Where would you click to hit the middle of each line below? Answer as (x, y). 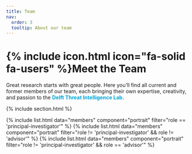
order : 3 (22, 22)
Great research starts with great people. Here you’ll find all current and (91, 85)
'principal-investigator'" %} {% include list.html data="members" (84, 127)
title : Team (20, 11)
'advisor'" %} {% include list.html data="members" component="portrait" (95, 139)
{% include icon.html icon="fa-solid (96, 57)
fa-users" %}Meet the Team (76, 69)
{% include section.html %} (39, 109)
